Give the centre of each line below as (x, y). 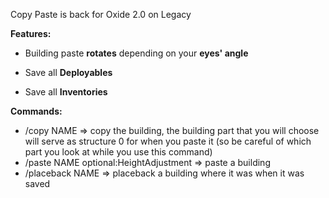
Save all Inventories (66, 92)
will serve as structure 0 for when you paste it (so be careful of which (168, 141)
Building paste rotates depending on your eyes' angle (136, 53)
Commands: (36, 111)
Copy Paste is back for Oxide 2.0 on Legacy (101, 14)
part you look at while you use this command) (118, 152)
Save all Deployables (68, 72)
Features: (31, 33)
